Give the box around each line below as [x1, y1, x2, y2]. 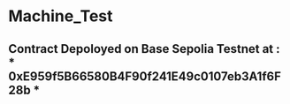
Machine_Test [8, 6, 113, 26]
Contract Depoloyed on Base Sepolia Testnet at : [8, 41, 280, 56]
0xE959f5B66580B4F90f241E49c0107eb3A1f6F [8, 69, 282, 84]
